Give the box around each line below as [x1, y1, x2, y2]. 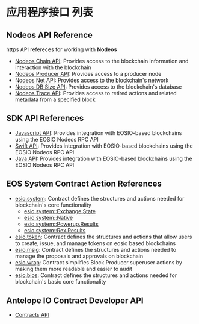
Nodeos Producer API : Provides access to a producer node [14, 70, 162, 77]
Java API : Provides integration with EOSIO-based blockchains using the [14, 155, 192, 162]
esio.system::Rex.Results [23, 226, 86, 234]
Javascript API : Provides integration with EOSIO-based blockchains [14, 129, 182, 136]
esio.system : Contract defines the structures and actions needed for [14, 195, 185, 202]
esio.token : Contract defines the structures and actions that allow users [14, 233, 192, 240]
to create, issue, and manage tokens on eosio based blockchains [14, 239, 176, 247]
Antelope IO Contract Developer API [6, 296, 144, 306]
